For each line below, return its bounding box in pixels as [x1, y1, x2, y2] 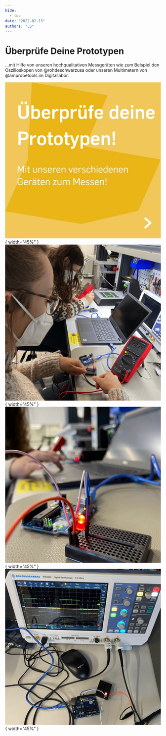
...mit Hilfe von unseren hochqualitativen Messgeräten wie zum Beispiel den [5, 62, 160, 68]
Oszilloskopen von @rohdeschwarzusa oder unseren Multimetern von [5, 67, 147, 73]
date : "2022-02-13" [5, 18, 45, 23]
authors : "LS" [5, 24, 35, 29]
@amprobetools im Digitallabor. [5, 72, 69, 79]
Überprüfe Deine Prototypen [5, 46, 124, 57]
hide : [5, 8, 16, 13]
